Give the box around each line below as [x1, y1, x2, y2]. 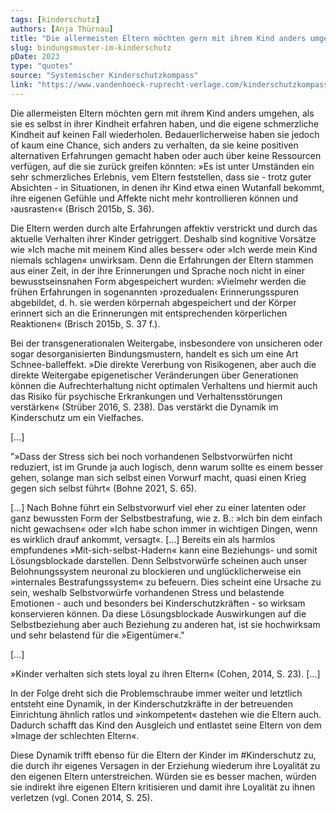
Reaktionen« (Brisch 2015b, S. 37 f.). [10, 317, 161, 330]
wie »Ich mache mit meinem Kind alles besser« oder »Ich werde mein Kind [10, 243, 318, 255]
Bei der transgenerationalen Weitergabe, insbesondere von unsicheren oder [10, 337, 323, 349]
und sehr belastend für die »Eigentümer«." [10, 629, 185, 641]
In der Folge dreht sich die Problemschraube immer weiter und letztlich [10, 687, 303, 699]
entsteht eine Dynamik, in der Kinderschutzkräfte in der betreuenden [10, 697, 293, 710]
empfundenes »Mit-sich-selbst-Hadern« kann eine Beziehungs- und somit [10, 544, 318, 556]
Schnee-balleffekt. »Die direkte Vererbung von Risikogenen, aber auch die [10, 358, 317, 370]
